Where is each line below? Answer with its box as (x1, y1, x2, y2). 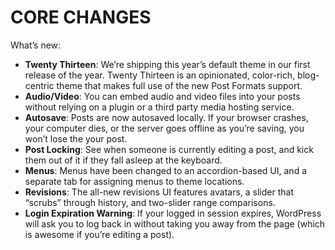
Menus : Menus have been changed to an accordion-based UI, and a (24, 164, 307, 176)
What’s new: (10, 39, 62, 51)
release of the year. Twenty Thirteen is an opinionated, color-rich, (24, 69, 296, 81)
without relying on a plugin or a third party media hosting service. (24, 101, 295, 113)
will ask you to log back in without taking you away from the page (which (24, 217, 326, 230)
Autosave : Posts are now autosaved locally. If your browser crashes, (24, 111, 309, 123)
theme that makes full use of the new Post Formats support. (56, 79, 303, 91)
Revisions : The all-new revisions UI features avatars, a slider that (24, 186, 294, 198)
